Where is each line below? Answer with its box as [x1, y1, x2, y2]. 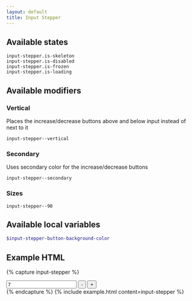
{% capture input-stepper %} [6, 268, 80, 276]
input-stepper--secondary [6, 175, 72, 181]
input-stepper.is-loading [6, 69, 72, 75]
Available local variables [6, 219, 101, 229]
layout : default [6, 8, 47, 15]
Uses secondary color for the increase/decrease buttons [6, 163, 148, 171]
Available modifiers [6, 86, 81, 96]
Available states [6, 37, 69, 47]
